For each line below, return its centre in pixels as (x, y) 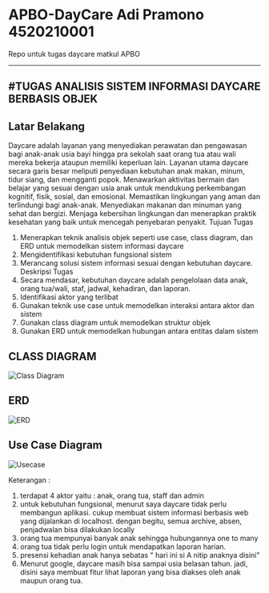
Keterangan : (29, 480)
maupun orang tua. (51, 580)
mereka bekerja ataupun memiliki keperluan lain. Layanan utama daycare (128, 162)
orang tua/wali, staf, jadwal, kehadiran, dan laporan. (105, 289)
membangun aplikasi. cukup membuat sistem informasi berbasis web (134, 512)
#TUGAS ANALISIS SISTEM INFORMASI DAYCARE (134, 87)
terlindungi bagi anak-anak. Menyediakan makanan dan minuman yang (125, 205)
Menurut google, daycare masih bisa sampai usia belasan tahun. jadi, (134, 563)
